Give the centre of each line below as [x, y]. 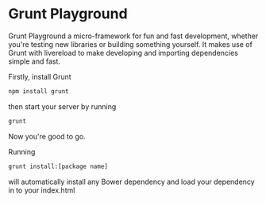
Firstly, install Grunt [40, 76]
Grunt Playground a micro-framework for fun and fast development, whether [133, 36]
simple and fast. [35, 61]
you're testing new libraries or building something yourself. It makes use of [130, 44]
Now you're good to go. [47, 136]
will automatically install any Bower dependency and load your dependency [132, 182]
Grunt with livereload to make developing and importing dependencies [123, 53]
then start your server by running [62, 106]
